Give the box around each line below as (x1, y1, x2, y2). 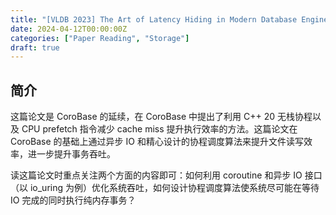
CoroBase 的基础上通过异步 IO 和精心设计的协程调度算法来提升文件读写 (10, 136, 304, 148)
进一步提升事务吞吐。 (27, 148, 116, 160)
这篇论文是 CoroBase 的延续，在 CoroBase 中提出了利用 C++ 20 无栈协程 (10, 111, 313, 123)
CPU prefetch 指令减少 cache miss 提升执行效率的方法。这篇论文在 (21, 123, 298, 135)
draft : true (10, 42, 60, 53)
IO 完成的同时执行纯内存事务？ (10, 194, 137, 206)
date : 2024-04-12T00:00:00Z (10, 24, 128, 34)
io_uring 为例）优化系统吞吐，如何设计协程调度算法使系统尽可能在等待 (29, 182, 320, 194)
